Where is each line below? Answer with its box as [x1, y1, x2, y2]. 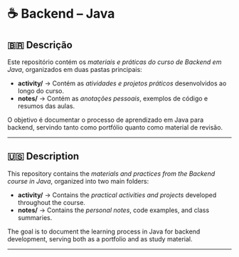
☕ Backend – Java [7, 6, 115, 22]
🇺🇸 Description [7, 150, 80, 162]
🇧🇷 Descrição [7, 38, 73, 51]
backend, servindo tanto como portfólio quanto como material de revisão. [7, 123, 223, 132]
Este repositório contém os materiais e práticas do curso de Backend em [7, 58, 222, 66]
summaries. [17, 213, 53, 221]
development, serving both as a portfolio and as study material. [7, 234, 193, 243]
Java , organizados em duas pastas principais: [7, 65, 142, 73]
